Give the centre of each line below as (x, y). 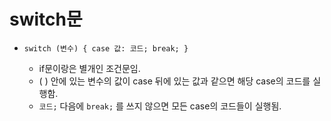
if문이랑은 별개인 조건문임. (89, 68)
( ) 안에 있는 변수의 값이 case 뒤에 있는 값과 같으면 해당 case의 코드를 (174, 81)
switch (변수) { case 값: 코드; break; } (106, 48)
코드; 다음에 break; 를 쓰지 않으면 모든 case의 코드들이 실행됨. (160, 106)
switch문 (46, 19)
